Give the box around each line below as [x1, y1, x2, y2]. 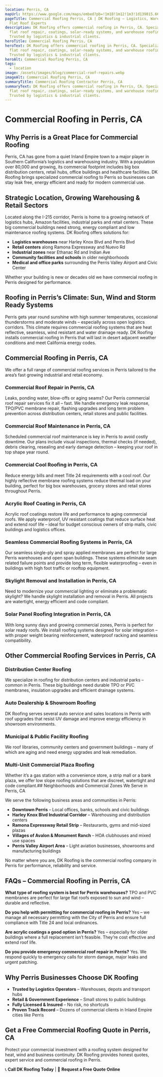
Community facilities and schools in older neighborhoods [12, 255, 130, 261]
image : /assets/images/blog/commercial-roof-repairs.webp [5, 70, 125, 75]
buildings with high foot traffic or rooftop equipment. [5, 565, 110, 571]
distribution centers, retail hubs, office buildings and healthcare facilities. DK [5, 169, 158, 175]
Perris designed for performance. [5, 279, 72, 285]
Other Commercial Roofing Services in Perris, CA [5, 652, 156, 660]
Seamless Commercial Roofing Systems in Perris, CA [5, 538, 132, 545]
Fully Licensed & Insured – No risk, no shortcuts [12, 1002, 109, 1008]
